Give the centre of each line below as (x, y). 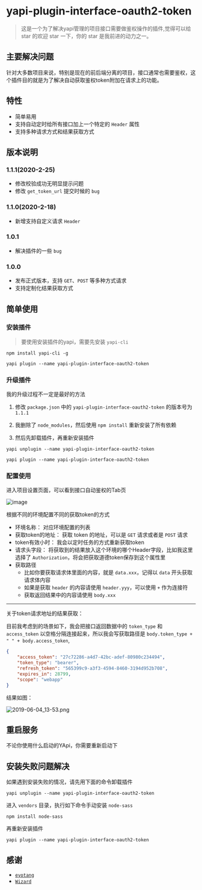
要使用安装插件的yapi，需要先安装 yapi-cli (75, 342)
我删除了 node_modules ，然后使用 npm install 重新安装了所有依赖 (96, 425)
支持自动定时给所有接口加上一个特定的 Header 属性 (77, 124)
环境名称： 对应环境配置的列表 (53, 527)
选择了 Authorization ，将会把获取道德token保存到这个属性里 (90, 557)
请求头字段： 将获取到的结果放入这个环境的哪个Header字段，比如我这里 (104, 550)
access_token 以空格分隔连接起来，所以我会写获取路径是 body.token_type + (99, 634)
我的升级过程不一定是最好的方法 (46, 394)
